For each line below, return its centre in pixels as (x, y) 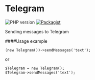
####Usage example (26, 41)
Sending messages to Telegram (37, 31)
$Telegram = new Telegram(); (35, 68)
